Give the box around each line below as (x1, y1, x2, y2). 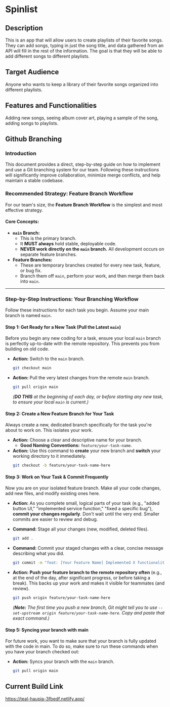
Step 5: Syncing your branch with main (5, 627, 89, 633)
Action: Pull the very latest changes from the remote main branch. (12, 375, 150, 381)
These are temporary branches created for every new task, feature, (20, 262, 161, 268)
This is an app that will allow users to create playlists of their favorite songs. (5, 37, 163, 43)
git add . (12, 536, 34, 541)
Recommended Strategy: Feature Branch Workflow (5, 190, 134, 197)
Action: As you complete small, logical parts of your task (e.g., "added (12, 500, 160, 506)
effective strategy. (5, 207, 43, 213)
